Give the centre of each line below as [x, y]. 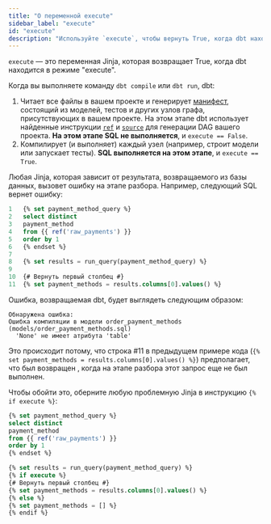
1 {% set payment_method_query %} [70, 209]
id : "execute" [32, 31]
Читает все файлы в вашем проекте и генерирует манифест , [125, 101]
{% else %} [27, 498]
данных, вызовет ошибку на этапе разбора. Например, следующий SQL [133, 186]
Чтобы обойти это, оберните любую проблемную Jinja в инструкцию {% [132, 392]
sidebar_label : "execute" [52, 23]
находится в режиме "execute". [63, 70]
